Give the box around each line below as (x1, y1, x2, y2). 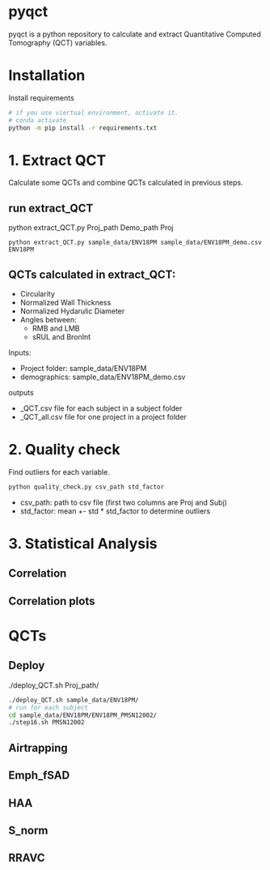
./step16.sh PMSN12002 (8, 719, 85, 727)
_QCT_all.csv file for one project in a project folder (19, 412, 188, 422)
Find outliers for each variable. (8, 467, 111, 476)
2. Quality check (8, 441, 121, 459)
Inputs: (8, 348, 32, 358)
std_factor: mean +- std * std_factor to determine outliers (19, 505, 211, 516)
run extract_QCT (8, 201, 94, 215)
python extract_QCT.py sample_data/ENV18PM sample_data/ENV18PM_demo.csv (8, 238, 263, 247)
